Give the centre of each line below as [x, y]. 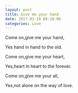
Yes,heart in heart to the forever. [38, 66]
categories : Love [23, 23]
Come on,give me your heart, [35, 57]
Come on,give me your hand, [35, 38]
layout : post [19, 10]
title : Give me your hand [32, 14]
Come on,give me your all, [32, 76]
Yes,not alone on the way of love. [39, 86]
